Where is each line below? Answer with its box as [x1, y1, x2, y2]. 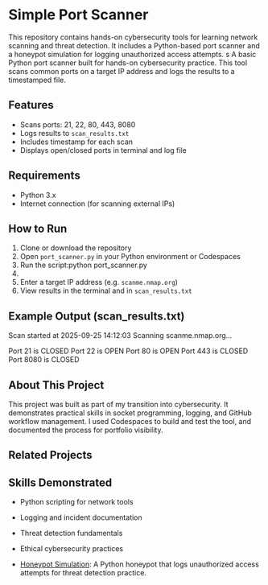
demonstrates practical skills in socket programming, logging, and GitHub [8, 408, 252, 418]
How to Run [8, 221, 68, 235]
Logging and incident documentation [19, 513, 142, 522]
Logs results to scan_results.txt [19, 128, 130, 138]
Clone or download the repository [19, 243, 132, 253]
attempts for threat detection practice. [19, 568, 147, 578]
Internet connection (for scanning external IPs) [19, 199, 175, 208]
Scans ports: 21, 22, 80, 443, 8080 [19, 119, 136, 130]
